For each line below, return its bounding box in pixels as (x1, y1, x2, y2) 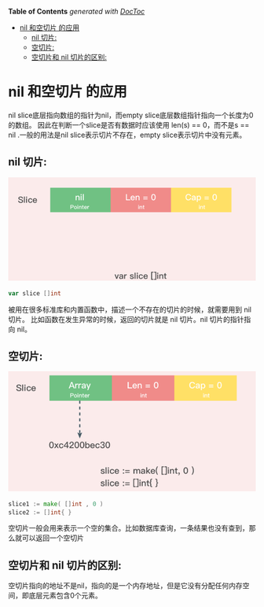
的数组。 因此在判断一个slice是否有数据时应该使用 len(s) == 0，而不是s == (8, 120, 250, 129)
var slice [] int (8, 289, 61, 298)
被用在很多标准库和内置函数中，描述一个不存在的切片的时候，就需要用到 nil (8, 305, 251, 314)
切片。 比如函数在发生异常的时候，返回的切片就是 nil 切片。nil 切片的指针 (8, 314, 244, 324)
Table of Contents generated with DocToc (8, 7, 145, 16)
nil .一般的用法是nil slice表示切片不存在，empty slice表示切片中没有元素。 (8, 130, 247, 139)
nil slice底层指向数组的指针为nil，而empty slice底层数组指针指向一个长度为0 (8, 110, 254, 120)
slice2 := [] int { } (8, 508, 72, 516)
